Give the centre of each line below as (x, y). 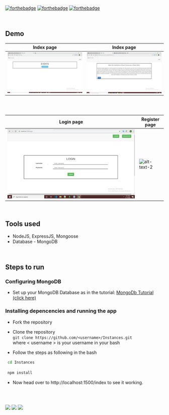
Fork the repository (32, 322)
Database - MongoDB (35, 241)
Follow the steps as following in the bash (55, 352)
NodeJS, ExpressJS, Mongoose (46, 236)
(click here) (24, 298)
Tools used (23, 224)
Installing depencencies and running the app (61, 311)
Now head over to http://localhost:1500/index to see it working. (78, 383)
